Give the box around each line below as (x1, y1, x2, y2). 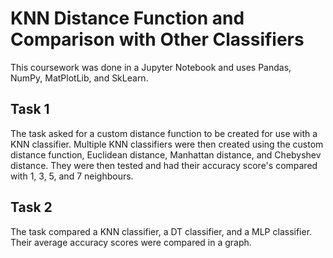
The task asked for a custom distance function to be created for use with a (10, 127, 318, 139)
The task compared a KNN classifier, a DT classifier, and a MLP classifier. (10, 225, 313, 237)
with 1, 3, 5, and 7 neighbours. (10, 170, 134, 182)
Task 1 (10, 101, 50, 118)
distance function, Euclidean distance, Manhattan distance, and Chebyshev (10, 148, 322, 161)
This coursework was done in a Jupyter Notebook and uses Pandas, (10, 61, 292, 73)
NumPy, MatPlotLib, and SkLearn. (10, 72, 149, 84)
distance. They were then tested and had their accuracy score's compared (10, 159, 318, 171)
